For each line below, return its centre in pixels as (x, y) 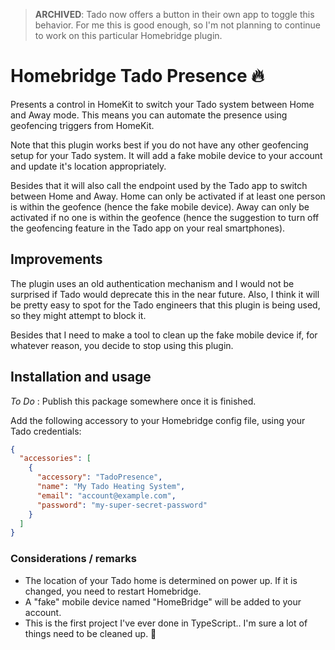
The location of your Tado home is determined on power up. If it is (161, 580)
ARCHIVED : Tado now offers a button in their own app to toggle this (174, 14)
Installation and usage (81, 377)
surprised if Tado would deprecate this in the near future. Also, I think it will (165, 294)
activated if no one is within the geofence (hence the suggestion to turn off (165, 217)
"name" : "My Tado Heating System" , (111, 487)
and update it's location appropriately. (88, 166)
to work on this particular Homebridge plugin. (128, 35)
